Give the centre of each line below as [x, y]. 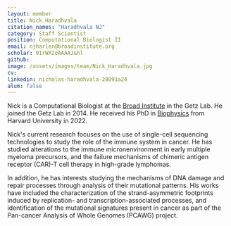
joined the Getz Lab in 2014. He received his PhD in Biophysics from [106, 113]
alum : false [25, 86]
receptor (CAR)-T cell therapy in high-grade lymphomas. [89, 164]
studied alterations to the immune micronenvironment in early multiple [109, 149]
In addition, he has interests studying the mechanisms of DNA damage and [116, 178]
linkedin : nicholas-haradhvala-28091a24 [68, 79]
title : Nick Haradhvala [42, 20]
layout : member [30, 14]
